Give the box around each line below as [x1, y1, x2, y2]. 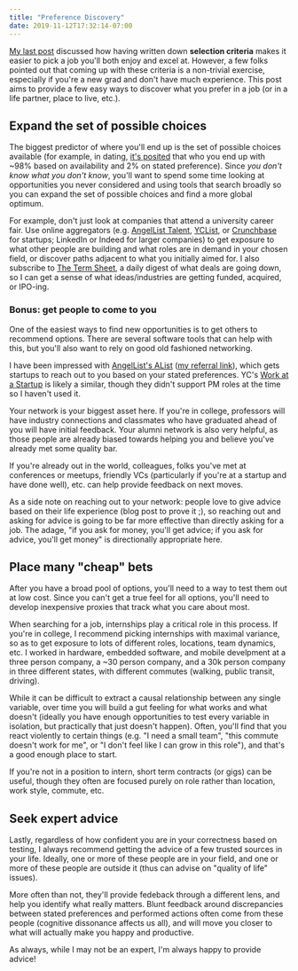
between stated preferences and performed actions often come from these [9, 908, 284, 919]
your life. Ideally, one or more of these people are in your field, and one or [9, 853, 278, 865]
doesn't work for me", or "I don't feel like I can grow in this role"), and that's [9, 740, 286, 750]
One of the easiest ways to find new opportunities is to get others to [9, 324, 258, 334]
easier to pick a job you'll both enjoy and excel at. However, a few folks [9, 55, 269, 66]
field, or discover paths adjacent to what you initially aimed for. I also [9, 254, 260, 264]
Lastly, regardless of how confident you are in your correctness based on [9, 834, 278, 845]
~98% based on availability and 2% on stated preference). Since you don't [9, 161, 282, 171]
